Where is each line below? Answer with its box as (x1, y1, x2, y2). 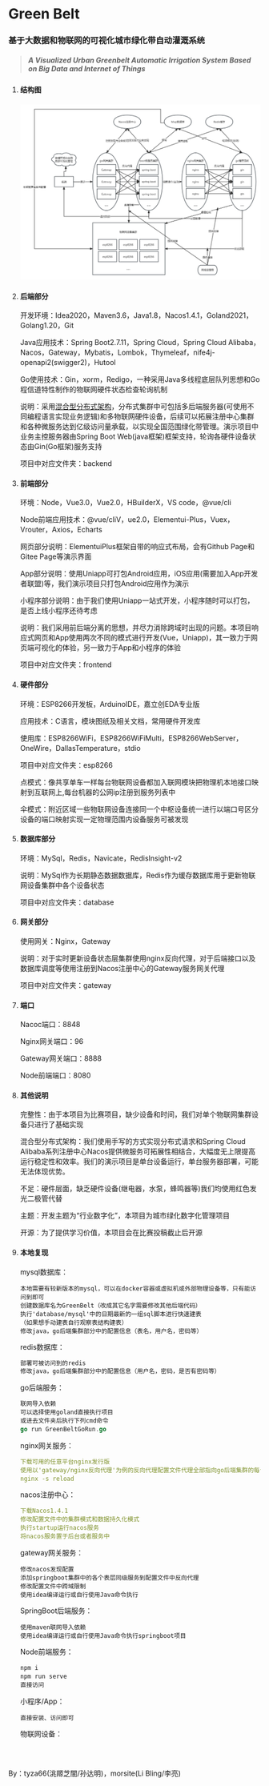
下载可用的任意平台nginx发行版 (19, 1458, 110, 1466)
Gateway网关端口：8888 (19, 1054, 102, 1063)
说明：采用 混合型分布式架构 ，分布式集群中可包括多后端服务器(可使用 (19, 402, 247, 411)
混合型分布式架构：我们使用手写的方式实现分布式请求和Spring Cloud (19, 1137, 246, 1146)
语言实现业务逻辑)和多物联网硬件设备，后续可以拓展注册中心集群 (41, 411, 255, 421)
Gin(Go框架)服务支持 (34, 442, 102, 452)
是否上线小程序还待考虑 (19, 606, 98, 616)
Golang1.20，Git (19, 321, 74, 331)
